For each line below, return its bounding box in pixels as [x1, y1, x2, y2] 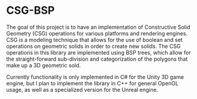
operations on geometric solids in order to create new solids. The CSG [6, 43, 181, 50]
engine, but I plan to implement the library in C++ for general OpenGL [6, 79, 179, 87]
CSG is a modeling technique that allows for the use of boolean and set [6, 36, 183, 43]
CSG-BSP [6, 4, 55, 17]
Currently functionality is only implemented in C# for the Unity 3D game [6, 73, 184, 80]
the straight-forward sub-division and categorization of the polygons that [6, 55, 188, 62]
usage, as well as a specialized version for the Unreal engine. [6, 86, 158, 93]
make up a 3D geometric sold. [6, 61, 81, 69]
